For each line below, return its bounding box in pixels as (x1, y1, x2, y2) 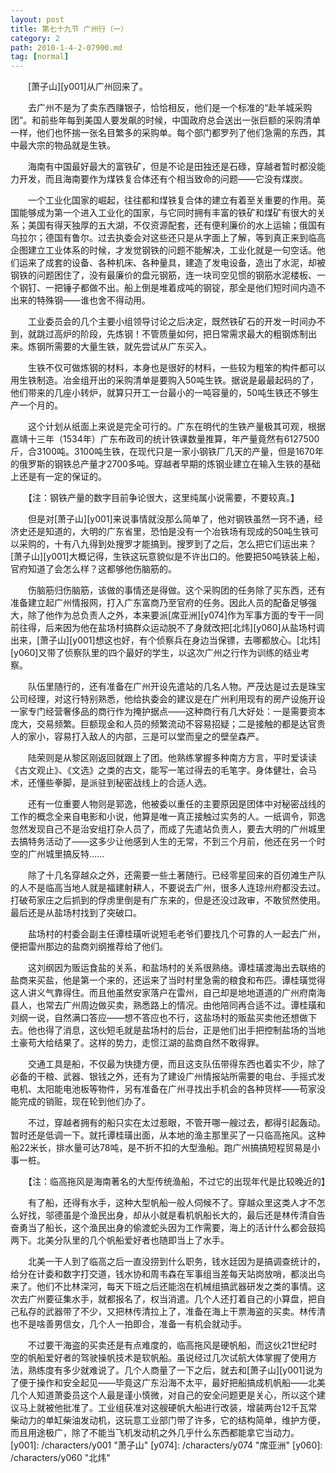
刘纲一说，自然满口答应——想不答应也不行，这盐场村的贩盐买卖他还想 (10, 1012, 300, 1024)
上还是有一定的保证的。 (10, 471, 107, 483)
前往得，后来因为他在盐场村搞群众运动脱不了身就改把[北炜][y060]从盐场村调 (10, 622, 325, 634)
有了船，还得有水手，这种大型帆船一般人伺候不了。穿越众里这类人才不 (27, 1197, 317, 1209)
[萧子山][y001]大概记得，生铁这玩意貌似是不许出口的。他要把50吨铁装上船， (10, 551, 325, 563)
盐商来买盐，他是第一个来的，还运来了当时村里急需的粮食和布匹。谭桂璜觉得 (10, 974, 326, 986)
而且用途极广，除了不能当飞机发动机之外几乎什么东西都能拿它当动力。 (10, 1427, 300, 1439)
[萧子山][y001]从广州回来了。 (27, 81, 148, 93)
